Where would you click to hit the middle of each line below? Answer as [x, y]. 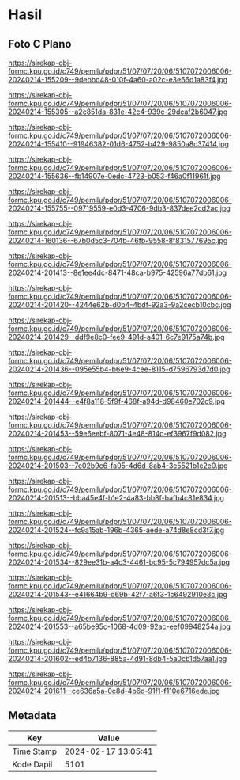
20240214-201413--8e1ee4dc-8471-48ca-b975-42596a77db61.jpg [118, 272]
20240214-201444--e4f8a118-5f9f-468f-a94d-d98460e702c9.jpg [116, 401]
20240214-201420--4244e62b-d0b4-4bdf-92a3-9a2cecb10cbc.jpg [120, 305]
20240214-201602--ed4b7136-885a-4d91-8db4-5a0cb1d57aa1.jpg [118, 658]
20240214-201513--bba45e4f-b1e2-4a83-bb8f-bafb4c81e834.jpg [116, 498]
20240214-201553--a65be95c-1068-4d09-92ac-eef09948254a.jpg [120, 626]
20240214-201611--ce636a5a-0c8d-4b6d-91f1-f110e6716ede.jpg [114, 691]
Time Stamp [35, 751]
